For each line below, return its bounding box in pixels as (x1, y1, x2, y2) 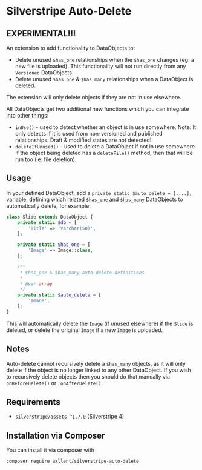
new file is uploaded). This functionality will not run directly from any (15, 62, 186, 70)
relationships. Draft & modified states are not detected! (15, 136, 152, 144)
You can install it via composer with (6, 446, 95, 454)
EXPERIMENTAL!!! (6, 28, 76, 39)
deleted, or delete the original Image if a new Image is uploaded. (6, 326, 163, 334)
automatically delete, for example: (6, 202, 91, 210)
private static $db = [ (17, 219, 77, 225)
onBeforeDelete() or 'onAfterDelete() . (6, 379, 103, 386)
